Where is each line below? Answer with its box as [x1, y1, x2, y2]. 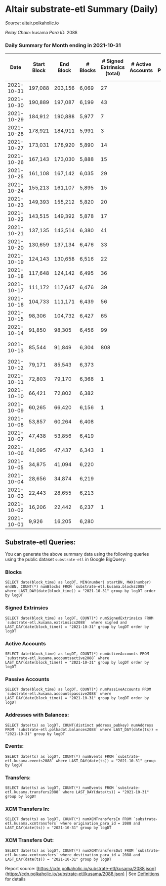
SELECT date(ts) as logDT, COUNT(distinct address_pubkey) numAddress [5, 723, 154, 728]
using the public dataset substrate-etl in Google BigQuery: [5, 556, 126, 563]
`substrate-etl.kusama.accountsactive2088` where [5, 655, 110, 661]
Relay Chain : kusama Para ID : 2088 [5, 29, 78, 35]
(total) [105, 70, 120, 77]
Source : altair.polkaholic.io [5, 20, 59, 26]
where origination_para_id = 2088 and [60, 821, 140, 826]
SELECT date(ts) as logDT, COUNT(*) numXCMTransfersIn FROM [5, 817, 132, 822]
